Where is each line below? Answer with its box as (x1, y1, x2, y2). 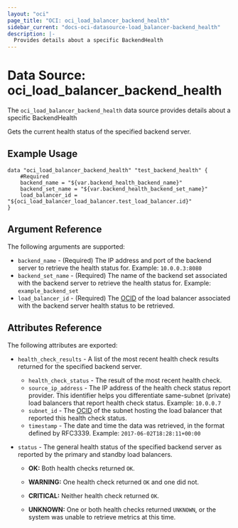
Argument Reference (7, 223, 102, 235)
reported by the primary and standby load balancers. (17, 450, 173, 458)
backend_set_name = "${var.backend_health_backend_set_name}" (20, 185, 208, 193)
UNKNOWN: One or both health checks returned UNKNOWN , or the (28, 505, 217, 514)
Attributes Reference (7, 322, 102, 334)
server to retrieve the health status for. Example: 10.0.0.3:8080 (17, 264, 202, 272)
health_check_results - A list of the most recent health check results (17, 355, 219, 363)
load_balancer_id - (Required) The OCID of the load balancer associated (17, 293, 231, 302)
